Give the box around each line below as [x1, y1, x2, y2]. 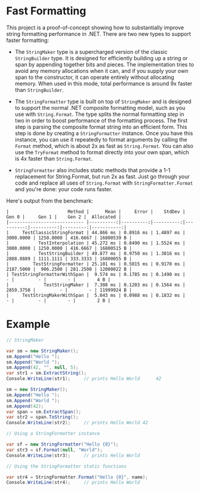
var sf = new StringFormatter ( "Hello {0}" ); [6, 441, 119, 447]
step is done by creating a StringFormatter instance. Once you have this [14, 130, 193, 137]
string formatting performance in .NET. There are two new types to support [6, 30, 191, 37]
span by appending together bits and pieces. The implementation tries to [14, 61, 194, 68]
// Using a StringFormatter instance [6, 431, 100, 437]
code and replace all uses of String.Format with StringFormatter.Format [14, 179, 193, 186]
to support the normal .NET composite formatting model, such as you [14, 104, 186, 111]
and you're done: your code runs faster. [14, 185, 113, 192]
